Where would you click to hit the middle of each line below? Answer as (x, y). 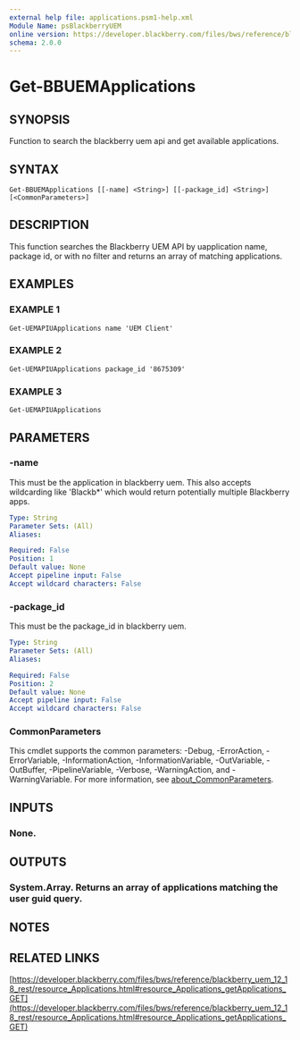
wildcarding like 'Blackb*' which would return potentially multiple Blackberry (150, 492)
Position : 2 (31, 684)
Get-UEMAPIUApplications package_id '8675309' (97, 369)
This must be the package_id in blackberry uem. (98, 626)
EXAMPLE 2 (36, 351)
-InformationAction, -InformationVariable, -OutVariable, (163, 760)
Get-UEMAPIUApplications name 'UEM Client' (92, 328)
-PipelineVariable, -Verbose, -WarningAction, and (139, 770)
